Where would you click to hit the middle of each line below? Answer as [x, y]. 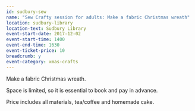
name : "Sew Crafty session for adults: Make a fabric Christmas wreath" [98, 17]
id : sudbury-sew [26, 12]
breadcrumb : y [24, 56]
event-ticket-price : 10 [36, 51]
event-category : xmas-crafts [42, 61]
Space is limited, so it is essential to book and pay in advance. [82, 90]
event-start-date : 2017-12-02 [44, 34]
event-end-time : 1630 [33, 45]
